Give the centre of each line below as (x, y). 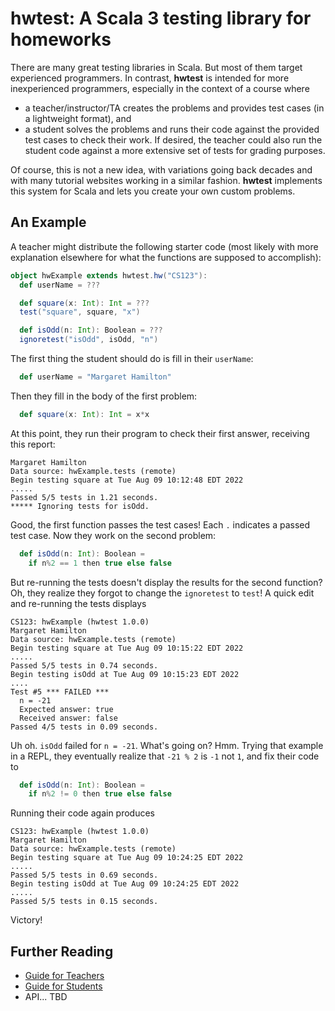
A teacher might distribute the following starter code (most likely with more (164, 246)
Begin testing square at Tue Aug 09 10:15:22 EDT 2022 (127, 648)
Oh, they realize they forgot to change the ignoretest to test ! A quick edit (162, 593)
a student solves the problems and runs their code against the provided (172, 129)
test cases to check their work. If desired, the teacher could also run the (173, 139)
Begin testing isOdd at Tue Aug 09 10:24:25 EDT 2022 (125, 884)
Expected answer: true (66, 709)
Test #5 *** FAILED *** (60, 692)
